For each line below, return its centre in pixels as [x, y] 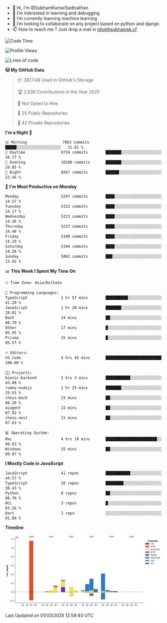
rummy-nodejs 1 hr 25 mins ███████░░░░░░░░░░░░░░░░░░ [83, 388]
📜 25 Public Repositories [43, 113]
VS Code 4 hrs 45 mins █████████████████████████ [83, 358]
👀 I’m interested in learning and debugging [56, 13]
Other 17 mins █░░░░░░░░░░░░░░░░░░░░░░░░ [83, 328]
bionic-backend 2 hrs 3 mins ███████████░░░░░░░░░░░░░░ [83, 378]
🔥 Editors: [17, 353]
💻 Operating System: [27, 433]
